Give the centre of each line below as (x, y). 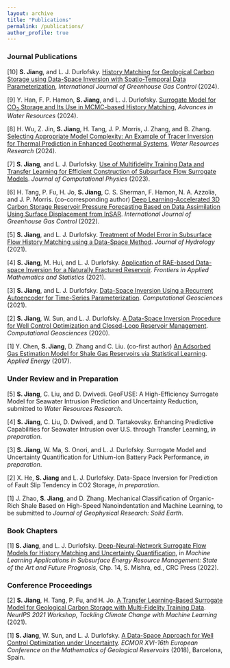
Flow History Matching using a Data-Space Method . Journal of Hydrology (111, 242)
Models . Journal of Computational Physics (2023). (79, 179)
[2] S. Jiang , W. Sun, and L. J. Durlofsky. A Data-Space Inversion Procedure (114, 319)
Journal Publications (42, 57)
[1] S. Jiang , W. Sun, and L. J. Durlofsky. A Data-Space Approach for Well (111, 636)
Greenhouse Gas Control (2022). (53, 221)
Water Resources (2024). (43, 116)
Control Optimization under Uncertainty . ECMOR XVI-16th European (103, 643)
